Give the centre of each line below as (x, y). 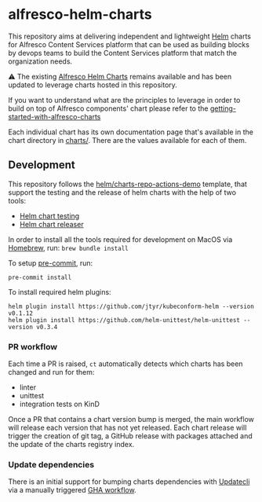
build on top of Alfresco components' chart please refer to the (108, 108)
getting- (223, 108)
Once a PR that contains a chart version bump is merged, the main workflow (131, 420)
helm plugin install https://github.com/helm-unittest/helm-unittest (124, 320)
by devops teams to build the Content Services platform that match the (123, 53)
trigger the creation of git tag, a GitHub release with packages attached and (130, 436)
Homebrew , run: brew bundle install (68, 247)
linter (28, 387)
